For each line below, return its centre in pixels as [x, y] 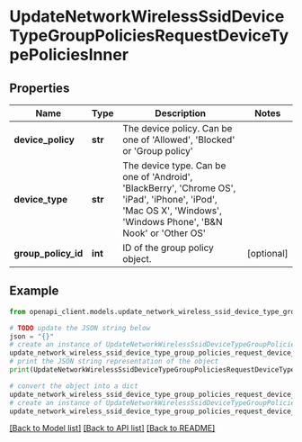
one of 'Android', [158, 177]
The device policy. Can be [178, 128]
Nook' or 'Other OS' [164, 233]
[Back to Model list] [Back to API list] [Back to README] [112, 428]
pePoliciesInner [69, 55]
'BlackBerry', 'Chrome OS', [179, 188]
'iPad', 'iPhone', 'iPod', [170, 199]
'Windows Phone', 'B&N [173, 222]
